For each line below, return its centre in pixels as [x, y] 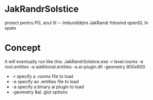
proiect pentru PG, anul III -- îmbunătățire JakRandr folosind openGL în [76, 23]
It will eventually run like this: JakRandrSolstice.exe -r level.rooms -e [74, 61]
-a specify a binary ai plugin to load [48, 87]
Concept [23, 48]
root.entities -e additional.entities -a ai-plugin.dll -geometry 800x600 [75, 67]
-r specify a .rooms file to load [42, 76]
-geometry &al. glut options [39, 92]
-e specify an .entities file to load [45, 81]
